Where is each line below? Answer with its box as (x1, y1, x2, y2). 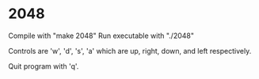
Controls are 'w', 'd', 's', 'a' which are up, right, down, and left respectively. (8, 46, 252, 55)
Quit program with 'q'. (8, 61, 79, 71)
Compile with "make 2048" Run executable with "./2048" (8, 31, 195, 40)
